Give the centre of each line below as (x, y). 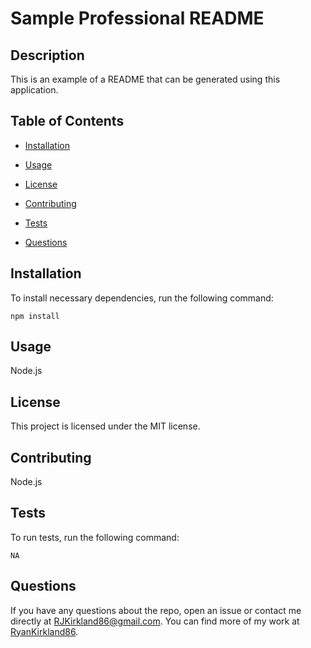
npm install (35, 316)
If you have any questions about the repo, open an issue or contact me (156, 610)
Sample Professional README (137, 18)
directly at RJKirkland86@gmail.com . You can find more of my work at (155, 621)
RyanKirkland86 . (44, 631)
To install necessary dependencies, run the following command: (142, 298)
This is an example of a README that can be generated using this (145, 79)
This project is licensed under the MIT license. (105, 426)
